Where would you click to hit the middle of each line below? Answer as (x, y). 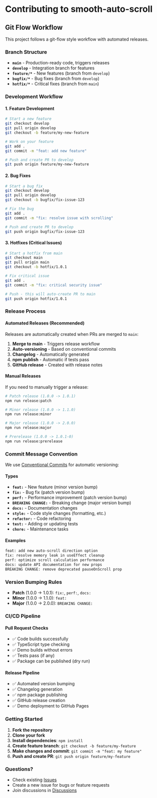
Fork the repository (32, 730)
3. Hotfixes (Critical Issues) (34, 242)
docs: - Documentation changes (45, 508)
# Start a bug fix (24, 186)
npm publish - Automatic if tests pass (51, 359)
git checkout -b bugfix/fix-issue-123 (45, 200)
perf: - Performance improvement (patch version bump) (69, 498)
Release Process (25, 311)
